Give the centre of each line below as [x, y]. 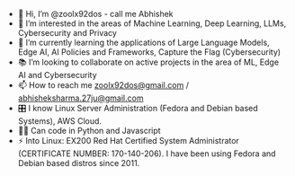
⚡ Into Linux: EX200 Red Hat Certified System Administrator [129, 141]
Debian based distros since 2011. [79, 163]
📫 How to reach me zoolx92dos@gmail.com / [103, 85]
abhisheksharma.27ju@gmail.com [80, 98]
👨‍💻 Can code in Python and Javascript [89, 131]
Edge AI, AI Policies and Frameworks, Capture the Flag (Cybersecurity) [149, 52]
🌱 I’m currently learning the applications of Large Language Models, [143, 42]
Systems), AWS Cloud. [59, 121]
